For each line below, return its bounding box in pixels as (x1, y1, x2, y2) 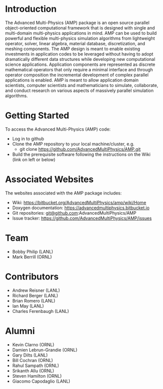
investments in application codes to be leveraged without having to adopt (5, 51, 154, 57)
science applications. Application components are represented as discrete (5, 61, 156, 67)
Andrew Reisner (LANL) (12, 287, 60, 293)
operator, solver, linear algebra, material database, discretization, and (5, 40, 146, 46)
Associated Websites (5, 174, 94, 185)
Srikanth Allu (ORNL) (12, 367, 54, 374)
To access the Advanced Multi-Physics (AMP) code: (5, 126, 111, 132)
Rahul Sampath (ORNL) (12, 362, 59, 368)
